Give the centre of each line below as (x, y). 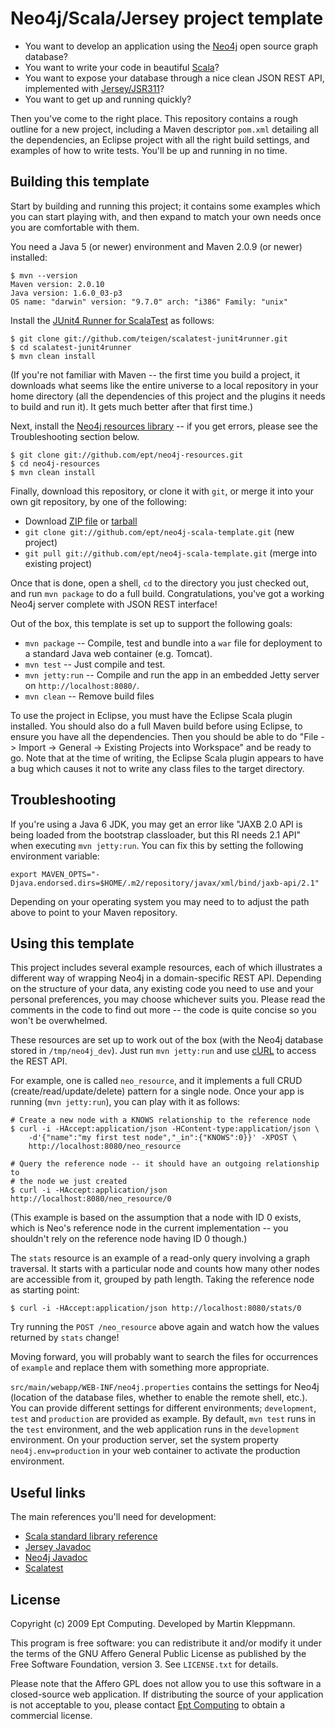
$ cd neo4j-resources (55, 463)
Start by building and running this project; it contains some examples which (165, 206)
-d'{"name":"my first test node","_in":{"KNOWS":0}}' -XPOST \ (163, 1138)
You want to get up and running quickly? (108, 99)
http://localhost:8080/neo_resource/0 (91, 1199)
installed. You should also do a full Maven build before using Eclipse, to (156, 726)
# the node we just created (69, 1182)
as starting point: (45, 1290)
